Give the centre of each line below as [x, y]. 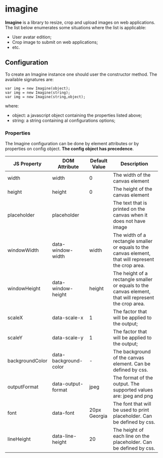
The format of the [133, 378]
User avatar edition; [32, 37]
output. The [126, 384]
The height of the [133, 189]
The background [132, 352]
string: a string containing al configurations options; [64, 120]
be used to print [131, 410]
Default [99, 161]
